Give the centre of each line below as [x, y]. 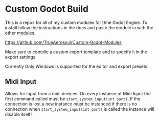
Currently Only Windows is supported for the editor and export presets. [77, 66]
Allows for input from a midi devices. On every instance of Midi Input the [78, 93]
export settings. [21, 57]
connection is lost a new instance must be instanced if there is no [71, 104]
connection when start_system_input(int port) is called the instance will [79, 109]
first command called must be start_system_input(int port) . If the [73, 99]
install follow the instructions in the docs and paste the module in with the [79, 27]
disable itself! [19, 114]
